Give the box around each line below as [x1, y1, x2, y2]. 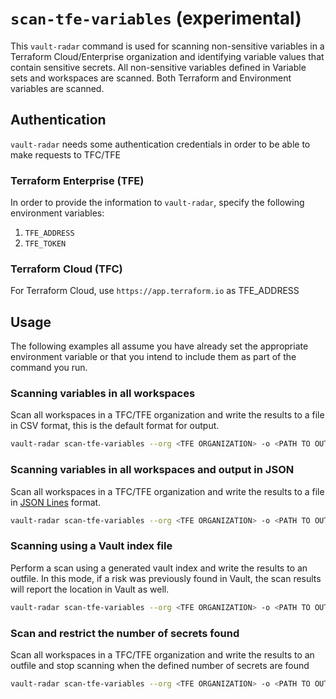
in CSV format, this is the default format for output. [10, 420, 220, 432]
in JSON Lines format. [10, 496, 102, 508]
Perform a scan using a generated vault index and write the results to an [10, 562, 308, 574]
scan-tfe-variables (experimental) [10, 7, 302, 30]
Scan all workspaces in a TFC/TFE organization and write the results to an [10, 648, 315, 661]
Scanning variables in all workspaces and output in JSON [10, 463, 295, 477]
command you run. [10, 362, 88, 374]
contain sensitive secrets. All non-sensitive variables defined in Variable [10, 61, 307, 73]
